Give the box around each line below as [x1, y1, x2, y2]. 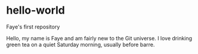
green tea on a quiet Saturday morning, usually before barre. [6, 41, 155, 48]
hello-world [6, 4, 66, 17]
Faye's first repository [6, 23, 60, 30]
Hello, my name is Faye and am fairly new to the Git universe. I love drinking [6, 34, 193, 42]
